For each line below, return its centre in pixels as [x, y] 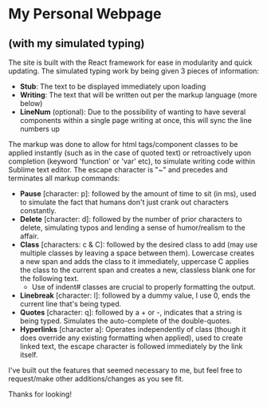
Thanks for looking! [40, 394]
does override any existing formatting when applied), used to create [131, 338]
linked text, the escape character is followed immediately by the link [131, 346]
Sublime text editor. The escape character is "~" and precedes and [118, 170]
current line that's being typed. [71, 304]
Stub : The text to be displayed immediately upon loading [113, 86]
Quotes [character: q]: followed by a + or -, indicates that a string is [131, 312]
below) [31, 103]
